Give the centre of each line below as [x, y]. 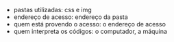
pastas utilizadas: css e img [53, 10]
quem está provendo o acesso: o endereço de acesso [90, 24]
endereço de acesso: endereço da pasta [71, 17]
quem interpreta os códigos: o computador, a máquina [90, 31]
